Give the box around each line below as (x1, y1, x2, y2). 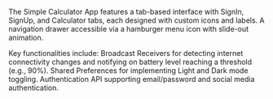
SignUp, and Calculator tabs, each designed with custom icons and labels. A (8, 15, 265, 25)
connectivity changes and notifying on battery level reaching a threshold (8, 57, 253, 67)
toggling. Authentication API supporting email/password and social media (8, 75, 255, 84)
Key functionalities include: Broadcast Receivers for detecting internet (8, 49, 244, 58)
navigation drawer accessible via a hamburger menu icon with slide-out (8, 24, 249, 33)
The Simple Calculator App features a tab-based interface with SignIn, (8, 7, 244, 16)
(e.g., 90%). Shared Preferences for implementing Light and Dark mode (8, 66, 249, 75)
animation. (8, 32, 44, 42)
